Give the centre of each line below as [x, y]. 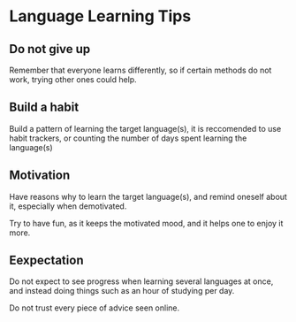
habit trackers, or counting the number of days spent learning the [128, 138]
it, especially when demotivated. [68, 206]
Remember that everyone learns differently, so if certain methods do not [140, 70]
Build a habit [44, 107]
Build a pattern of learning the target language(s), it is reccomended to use [145, 128]
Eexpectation [46, 261]
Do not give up [50, 49]
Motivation [40, 176]
